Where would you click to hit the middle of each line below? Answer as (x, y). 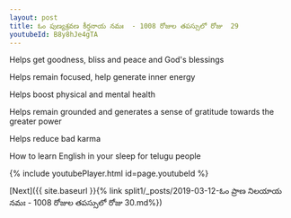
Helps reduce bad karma (55, 139)
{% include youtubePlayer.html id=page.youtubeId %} (109, 174)
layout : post (34, 17)
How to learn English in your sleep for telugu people (106, 156)
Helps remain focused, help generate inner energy (102, 77)
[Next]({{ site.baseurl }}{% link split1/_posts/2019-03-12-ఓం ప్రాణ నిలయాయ (146, 191)
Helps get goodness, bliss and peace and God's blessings (117, 60)
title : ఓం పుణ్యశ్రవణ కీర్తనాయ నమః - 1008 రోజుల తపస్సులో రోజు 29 (124, 26)
